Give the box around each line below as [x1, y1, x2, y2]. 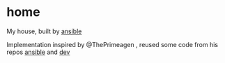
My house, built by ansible [6, 27, 82, 35]
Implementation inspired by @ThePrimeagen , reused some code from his [6, 40, 219, 48]
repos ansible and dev [6, 48, 70, 56]
